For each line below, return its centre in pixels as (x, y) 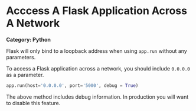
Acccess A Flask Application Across (97, 11)
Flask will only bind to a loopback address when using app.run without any (97, 51)
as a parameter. (25, 75)
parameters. (21, 57)
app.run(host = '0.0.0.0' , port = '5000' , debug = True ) (72, 85)
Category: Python (29, 39)
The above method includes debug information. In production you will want (97, 97)
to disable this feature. (33, 103)
